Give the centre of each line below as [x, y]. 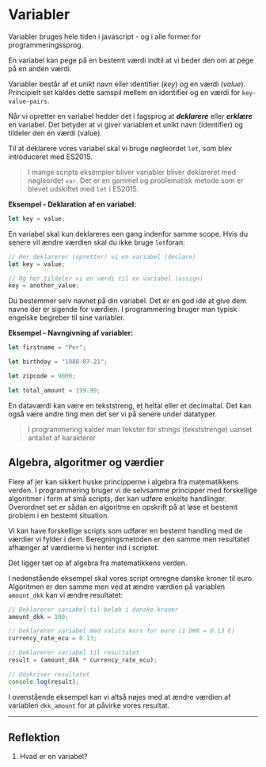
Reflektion [34, 738]
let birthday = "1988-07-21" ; [58, 362]
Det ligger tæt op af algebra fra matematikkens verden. [98, 563]
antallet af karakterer [62, 438]
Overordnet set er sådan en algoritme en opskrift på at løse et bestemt [123, 507]
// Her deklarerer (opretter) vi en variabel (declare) [102, 256]
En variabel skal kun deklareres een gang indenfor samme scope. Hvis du [128, 234]
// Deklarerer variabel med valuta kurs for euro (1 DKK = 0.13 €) [122, 631]
